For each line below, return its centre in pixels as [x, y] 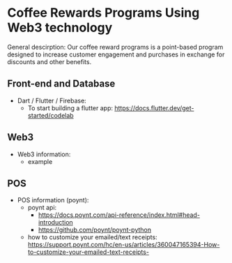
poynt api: [42, 208]
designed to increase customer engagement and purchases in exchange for [116, 54]
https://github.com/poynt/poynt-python [95, 230]
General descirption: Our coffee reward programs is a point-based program [115, 47]
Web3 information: [44, 154]
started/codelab [51, 115]
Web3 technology [60, 28]
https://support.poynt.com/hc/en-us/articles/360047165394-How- [124, 245]
